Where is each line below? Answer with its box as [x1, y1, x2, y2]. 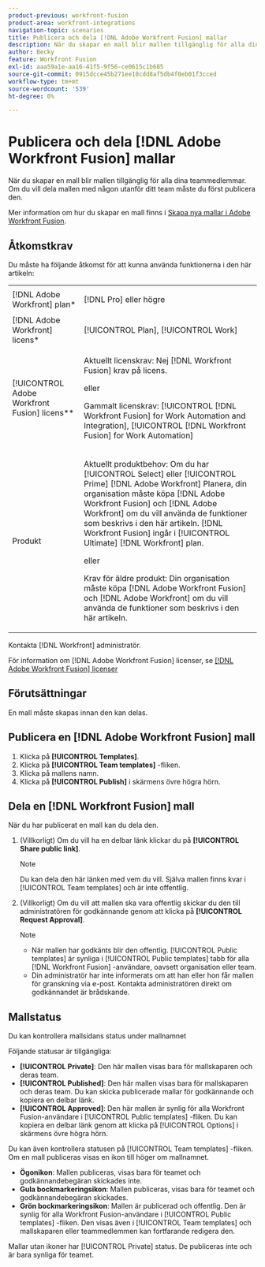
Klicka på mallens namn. [19, 768, 99, 777]
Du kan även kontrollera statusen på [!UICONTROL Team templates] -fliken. [8, 1144, 254, 1153]
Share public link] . [19, 844, 81, 854]
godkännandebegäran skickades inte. [19, 1176, 143, 1186]
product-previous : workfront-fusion [8, 11, 129, 20]
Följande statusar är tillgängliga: [8, 1046, 112, 1056]
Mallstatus [8, 1010, 62, 1023]
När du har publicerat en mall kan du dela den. [8, 821, 159, 830]
